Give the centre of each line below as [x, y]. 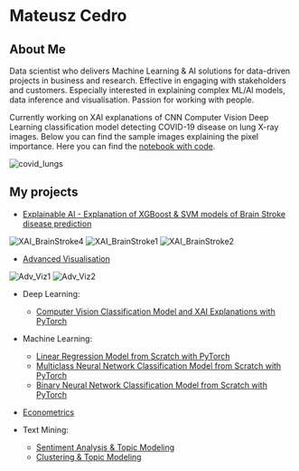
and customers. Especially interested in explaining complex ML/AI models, [148, 90]
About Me [37, 49]
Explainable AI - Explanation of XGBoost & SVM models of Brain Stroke [154, 214]
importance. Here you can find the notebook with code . [112, 146]
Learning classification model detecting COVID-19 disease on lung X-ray [144, 127]
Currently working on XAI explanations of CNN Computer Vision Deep [139, 117]
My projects [44, 192]
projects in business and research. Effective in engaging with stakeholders [148, 81]
